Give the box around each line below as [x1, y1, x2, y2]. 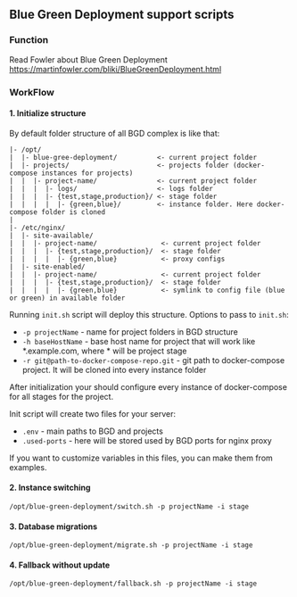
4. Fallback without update [9, 560, 111, 570]
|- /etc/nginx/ [9, 223, 66, 232]
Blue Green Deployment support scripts [9, 7, 235, 22]
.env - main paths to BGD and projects [21, 426, 163, 436]
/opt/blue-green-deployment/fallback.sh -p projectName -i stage [9, 579, 257, 588]
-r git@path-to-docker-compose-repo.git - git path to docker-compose [21, 354, 285, 365]
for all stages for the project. [9, 391, 114, 402]
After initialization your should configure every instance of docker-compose [9, 381, 288, 392]
